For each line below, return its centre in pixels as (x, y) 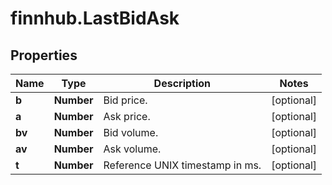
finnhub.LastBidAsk (95, 18)
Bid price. (125, 100)
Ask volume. (132, 149)
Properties (44, 55)
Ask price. (127, 116)
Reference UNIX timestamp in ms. (182, 165)
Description (182, 83)
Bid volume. (131, 132)
